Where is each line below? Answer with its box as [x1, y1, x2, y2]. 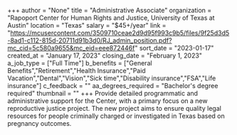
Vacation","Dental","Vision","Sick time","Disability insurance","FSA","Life [7, 74, 216, 82]
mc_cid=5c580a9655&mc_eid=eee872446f [7, 44, 135, 52]
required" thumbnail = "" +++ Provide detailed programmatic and [7, 89, 198, 97]
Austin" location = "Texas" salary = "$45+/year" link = [7, 21, 167, 29]
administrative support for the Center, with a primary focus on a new [7, 97, 208, 105]
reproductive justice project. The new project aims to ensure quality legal [7, 104, 222, 112]
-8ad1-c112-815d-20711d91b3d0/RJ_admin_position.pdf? [7, 36, 172, 45]
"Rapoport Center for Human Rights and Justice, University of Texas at [7, 13, 215, 22]
